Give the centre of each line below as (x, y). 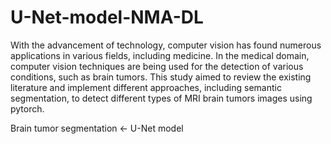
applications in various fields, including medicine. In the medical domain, (160, 55)
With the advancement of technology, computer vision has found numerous (166, 45)
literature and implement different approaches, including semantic (146, 87)
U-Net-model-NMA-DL (107, 17)
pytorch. (27, 108)
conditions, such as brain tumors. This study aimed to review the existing (161, 77)
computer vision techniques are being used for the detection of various (157, 66)
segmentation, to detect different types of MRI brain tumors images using (161, 98)
